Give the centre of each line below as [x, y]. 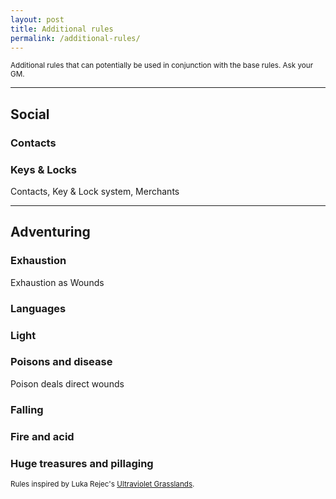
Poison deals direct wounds [67, 383]
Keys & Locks [43, 169]
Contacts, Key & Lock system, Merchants [95, 191]
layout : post [37, 19]
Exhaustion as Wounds [57, 282]
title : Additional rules [62, 29]
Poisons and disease [61, 362]
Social [30, 114]
